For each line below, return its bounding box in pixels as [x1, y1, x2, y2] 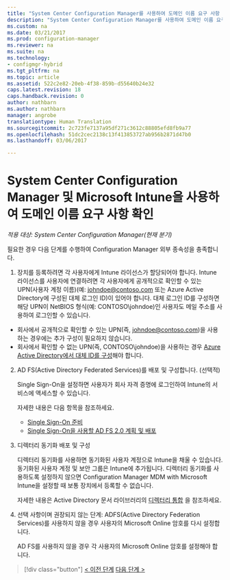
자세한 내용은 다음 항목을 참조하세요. [16, 403, 114, 412]
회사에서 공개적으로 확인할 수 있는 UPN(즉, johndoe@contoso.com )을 [16, 326, 206, 334]
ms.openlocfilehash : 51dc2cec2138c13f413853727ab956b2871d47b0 [7, 131, 192, 138]
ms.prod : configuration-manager [7, 36, 99, 42]
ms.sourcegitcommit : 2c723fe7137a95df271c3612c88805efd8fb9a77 [7, 125, 192, 131]
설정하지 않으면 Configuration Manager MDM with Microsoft [40, 473, 207, 481]
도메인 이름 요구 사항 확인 [21, 207, 154, 223]
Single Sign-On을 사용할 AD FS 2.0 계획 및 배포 [27, 427, 157, 435]
